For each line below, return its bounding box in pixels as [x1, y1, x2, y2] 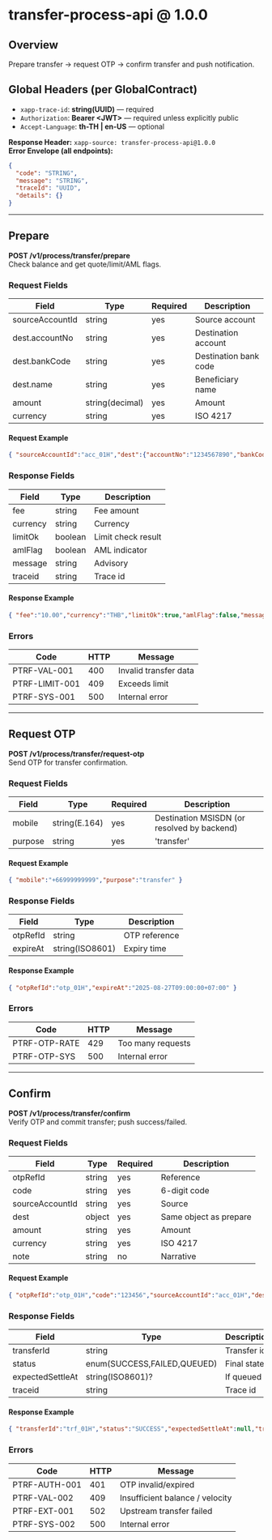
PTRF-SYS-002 [12, 1518, 75, 1529]
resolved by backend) [155, 822, 238, 834]
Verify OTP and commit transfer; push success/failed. [8, 1116, 188, 1127]
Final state [225, 1359, 265, 1370]
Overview [8, 38, 59, 52]
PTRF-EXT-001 [12, 1505, 74, 1517]
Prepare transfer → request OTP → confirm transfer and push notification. [8, 59, 255, 69]
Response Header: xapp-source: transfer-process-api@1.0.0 [8, 137, 216, 147]
